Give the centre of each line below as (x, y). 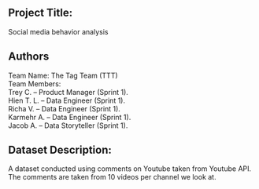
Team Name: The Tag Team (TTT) (63, 75)
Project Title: (41, 13)
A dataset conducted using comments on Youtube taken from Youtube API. (130, 169)
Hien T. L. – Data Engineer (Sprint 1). (67, 100)
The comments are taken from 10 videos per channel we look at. (112, 177)
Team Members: (35, 84)
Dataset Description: (60, 150)
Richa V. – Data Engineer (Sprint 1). (64, 108)
